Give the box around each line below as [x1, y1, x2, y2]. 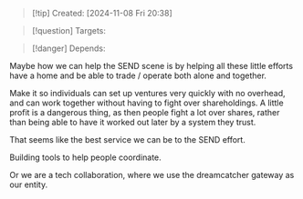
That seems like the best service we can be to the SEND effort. [9, 134, 246, 144]
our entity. [9, 179, 48, 190]
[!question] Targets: [31, 25, 107, 35]
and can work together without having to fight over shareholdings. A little [9, 97, 285, 108]
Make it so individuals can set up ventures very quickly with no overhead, [9, 88, 286, 98]
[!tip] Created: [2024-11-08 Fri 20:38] [31, 8, 173, 18]
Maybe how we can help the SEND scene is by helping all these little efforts [9, 61, 294, 71]
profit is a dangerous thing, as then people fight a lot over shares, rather [9, 107, 280, 117]
